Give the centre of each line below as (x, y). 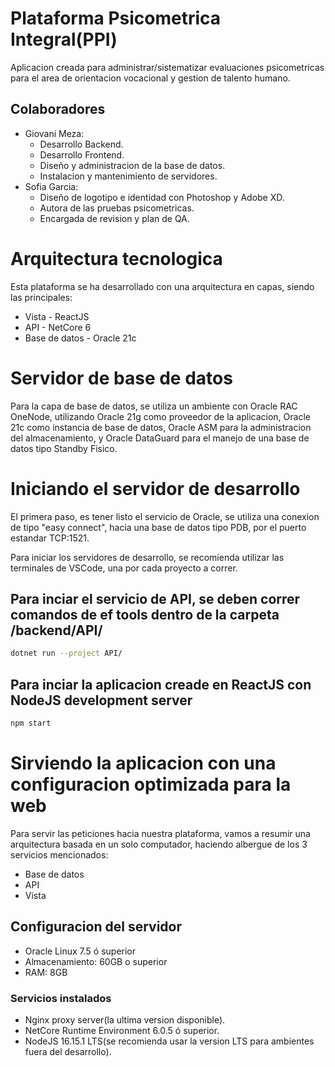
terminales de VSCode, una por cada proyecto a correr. (124, 568)
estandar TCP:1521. (50, 538)
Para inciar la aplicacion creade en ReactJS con (161, 684)
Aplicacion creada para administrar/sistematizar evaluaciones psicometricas (167, 67)
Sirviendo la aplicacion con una (143, 763)
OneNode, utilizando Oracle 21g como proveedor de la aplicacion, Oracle (160, 416)
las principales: (41, 297)
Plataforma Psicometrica (116, 18)
